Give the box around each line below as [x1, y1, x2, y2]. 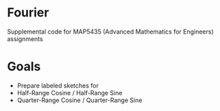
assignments [7, 34, 43, 42]
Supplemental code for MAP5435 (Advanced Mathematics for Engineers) [7, 27, 214, 36]
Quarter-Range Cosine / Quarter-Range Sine [16, 96, 143, 104]
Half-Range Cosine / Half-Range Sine [16, 88, 123, 97]
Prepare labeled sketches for [16, 81, 99, 90]
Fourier [7, 5, 49, 21]
